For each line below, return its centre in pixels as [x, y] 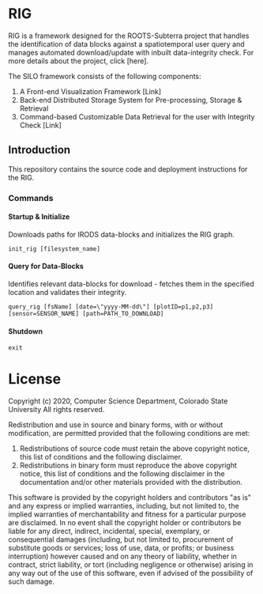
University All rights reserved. [56, 410]
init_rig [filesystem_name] [54, 249]
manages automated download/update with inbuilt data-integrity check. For [131, 52]
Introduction [39, 150]
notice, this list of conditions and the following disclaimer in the [122, 474]
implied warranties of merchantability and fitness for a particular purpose [127, 514]
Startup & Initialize [39, 217]
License [35, 379]
